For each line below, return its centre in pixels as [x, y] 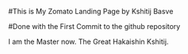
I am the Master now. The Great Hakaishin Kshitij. [88, 41]
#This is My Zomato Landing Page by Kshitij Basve [91, 11]
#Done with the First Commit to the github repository [94, 26]
